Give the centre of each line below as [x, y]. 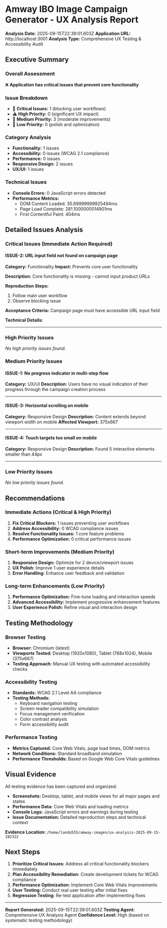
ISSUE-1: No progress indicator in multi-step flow [57, 373]
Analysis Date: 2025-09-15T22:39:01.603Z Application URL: [68, 33]
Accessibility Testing [31, 682]
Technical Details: [24, 320]
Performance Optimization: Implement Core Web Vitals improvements [85, 885]
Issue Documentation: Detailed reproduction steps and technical [79, 817]
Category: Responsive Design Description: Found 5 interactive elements [80, 449]
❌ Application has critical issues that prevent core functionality [72, 84]
